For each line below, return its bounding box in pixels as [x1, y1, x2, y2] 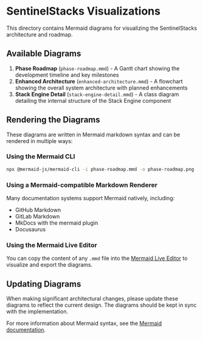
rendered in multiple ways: [6, 137, 73, 144]
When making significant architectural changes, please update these [6, 295, 178, 302]
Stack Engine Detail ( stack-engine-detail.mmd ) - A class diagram [15, 90, 179, 98]
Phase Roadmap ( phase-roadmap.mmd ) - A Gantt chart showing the [15, 65, 180, 72]
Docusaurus [15, 226, 46, 233]
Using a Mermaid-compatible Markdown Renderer [6, 181, 158, 189]
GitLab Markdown [15, 213, 60, 220]
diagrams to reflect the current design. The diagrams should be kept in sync [6, 301, 197, 309]
